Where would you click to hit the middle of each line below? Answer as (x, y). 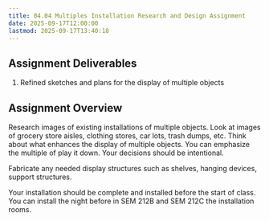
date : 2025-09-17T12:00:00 (53, 23)
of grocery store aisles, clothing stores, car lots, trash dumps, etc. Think (127, 136)
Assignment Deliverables (73, 63)
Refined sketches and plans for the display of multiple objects (122, 83)
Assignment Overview (65, 108)
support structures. (40, 177)
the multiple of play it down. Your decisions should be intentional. (116, 153)
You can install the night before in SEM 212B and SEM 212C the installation (131, 201)
